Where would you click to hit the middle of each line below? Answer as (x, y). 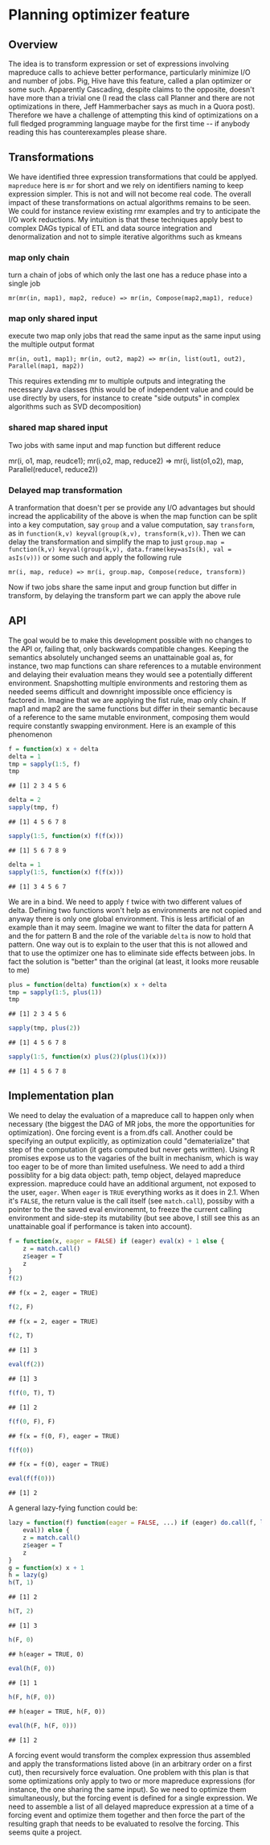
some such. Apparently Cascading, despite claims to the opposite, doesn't (131, 89)
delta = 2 (25, 800)
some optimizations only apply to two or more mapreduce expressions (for (132, 1781)
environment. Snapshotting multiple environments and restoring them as (128, 683)
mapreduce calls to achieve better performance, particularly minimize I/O (129, 72)
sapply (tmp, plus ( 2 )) (45, 1028)
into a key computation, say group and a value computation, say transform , (132, 525)
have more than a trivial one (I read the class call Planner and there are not (132, 98)
